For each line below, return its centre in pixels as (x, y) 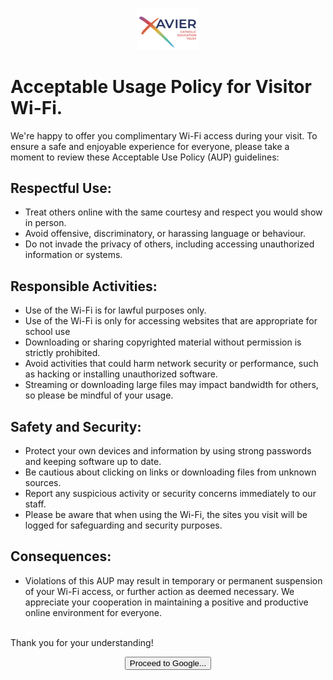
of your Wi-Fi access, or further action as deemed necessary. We (159, 591)
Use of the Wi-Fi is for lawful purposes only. (115, 310)
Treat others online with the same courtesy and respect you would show (173, 212)
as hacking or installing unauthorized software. (121, 374)
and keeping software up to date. (93, 462)
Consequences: (61, 556)
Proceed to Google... (168, 663)
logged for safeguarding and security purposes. (123, 525)
